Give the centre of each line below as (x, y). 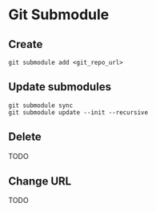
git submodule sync (41, 105)
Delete (25, 137)
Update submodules (60, 87)
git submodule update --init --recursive (78, 112)
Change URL (40, 181)
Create (26, 44)
